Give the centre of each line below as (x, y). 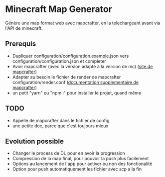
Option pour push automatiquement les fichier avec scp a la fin (77, 169)
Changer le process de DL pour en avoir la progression (69, 153)
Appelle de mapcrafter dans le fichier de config (61, 120)
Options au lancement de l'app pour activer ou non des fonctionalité (82, 164)
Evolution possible (34, 141)
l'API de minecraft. (24, 28)
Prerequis (21, 44)
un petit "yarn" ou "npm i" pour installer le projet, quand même (77, 92)
